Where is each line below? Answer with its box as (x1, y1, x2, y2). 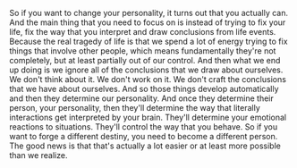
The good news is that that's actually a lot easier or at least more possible (9, 140, 282, 151)
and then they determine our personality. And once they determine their (9, 93, 275, 104)
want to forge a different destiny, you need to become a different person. (9, 131, 278, 141)
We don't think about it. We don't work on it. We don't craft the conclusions (9, 74, 286, 84)
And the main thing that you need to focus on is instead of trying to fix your (9, 17, 286, 28)
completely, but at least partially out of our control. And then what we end (9, 55, 281, 65)
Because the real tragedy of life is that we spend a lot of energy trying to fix (9, 36, 288, 46)
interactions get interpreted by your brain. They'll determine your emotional (9, 112, 287, 122)
